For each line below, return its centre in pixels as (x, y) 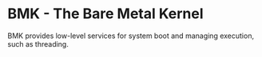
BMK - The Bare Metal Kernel (105, 14)
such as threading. (38, 44)
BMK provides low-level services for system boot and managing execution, (131, 36)
